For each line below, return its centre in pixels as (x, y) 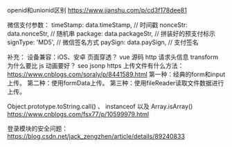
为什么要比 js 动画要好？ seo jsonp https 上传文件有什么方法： (96, 66)
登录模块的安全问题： (37, 128)
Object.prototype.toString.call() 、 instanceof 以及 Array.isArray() (100, 106)
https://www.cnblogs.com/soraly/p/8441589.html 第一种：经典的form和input (116, 74)
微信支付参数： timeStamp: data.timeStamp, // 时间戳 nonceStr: (98, 25)
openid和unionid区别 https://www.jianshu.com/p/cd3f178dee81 (97, 10)
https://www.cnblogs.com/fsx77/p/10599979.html (78, 114)
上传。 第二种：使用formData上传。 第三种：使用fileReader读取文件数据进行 (116, 83)
